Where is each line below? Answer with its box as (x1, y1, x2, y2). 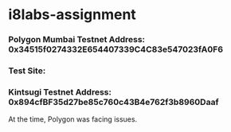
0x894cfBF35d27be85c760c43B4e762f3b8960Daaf (8, 96, 219, 107)
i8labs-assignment (8, 6, 137, 24)
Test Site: (8, 65, 46, 76)
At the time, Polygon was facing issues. (8, 115, 138, 124)
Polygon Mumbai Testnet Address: (8, 34, 146, 45)
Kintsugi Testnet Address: (8, 86, 112, 97)
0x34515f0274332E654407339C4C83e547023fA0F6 (8, 44, 224, 55)
